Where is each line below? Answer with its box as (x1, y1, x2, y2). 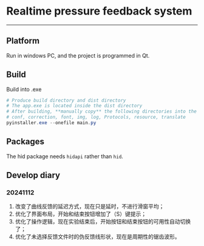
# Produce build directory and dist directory (6, 97, 126, 104)
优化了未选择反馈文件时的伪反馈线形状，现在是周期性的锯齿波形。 (15, 233, 180, 241)
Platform (6, 36, 40, 46)
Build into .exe (6, 85, 42, 93)
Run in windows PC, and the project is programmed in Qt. (6, 52, 150, 59)
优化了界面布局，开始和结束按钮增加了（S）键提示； (15, 210, 147, 218)
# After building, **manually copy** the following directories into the (6, 108, 197, 115)
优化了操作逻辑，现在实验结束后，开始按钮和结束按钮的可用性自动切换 (15, 218, 191, 225)
